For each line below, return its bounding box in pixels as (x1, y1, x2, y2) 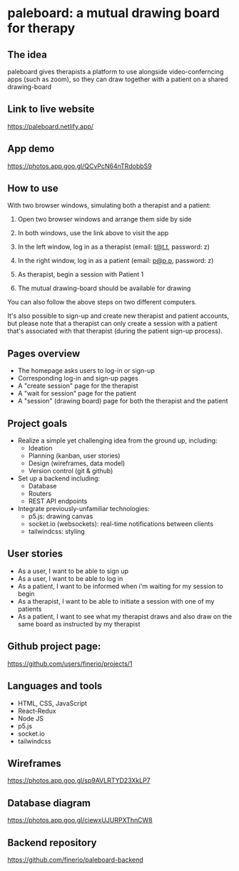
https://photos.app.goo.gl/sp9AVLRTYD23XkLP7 (7, 776, 151, 785)
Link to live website (7, 103, 95, 115)
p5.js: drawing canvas (28, 512, 93, 521)
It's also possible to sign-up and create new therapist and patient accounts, (7, 311, 230, 320)
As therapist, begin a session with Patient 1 (17, 270, 144, 279)
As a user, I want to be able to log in (17, 574, 123, 582)
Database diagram (7, 797, 91, 809)
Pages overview (7, 347, 81, 359)
